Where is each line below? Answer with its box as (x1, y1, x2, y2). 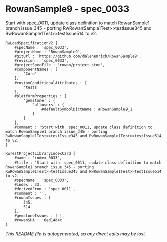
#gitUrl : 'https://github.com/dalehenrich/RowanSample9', (14, 54, 142, 59)
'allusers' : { (32, 102, 65, 107)
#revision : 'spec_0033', (14, 58, 69, 63)
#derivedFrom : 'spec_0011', (14, 186, 76, 191)
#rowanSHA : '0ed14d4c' (14, 217, 65, 223)
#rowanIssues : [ (14, 195, 51, 200)
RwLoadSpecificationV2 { (5, 40, 58, 46)
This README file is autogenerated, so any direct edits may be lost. (5, 231, 146, 237)
